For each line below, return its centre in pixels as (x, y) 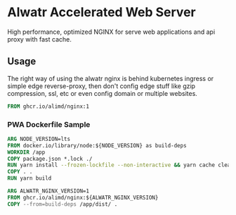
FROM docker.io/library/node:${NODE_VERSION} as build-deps (97, 145)
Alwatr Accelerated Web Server (101, 12)
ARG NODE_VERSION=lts (39, 139)
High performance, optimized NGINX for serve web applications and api (111, 32)
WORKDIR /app (26, 152)
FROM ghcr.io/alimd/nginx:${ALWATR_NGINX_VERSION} (83, 197)
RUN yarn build (29, 178)
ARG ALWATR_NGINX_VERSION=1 (48, 191)
